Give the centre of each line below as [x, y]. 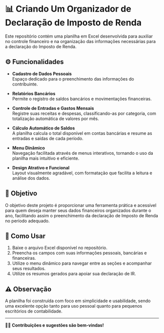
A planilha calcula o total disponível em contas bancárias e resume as [82, 133]
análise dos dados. [31, 178]
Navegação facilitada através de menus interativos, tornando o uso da [82, 153]
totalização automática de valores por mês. [55, 118]
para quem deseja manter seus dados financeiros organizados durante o [78, 210]
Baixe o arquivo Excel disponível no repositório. [60, 248]
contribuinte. [25, 84]
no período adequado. [27, 221]
